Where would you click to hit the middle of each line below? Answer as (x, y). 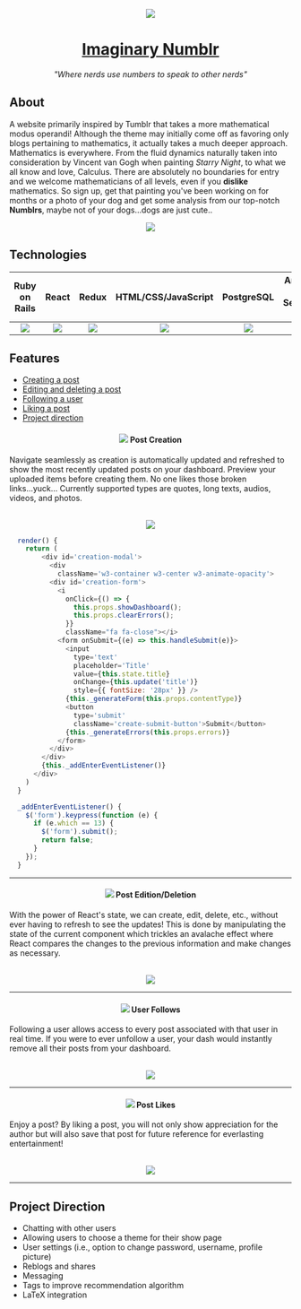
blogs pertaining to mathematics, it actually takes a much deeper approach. (149, 143)
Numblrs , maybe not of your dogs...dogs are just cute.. (111, 210)
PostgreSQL (249, 297)
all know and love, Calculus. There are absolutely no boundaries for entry (144, 171)
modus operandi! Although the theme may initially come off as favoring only (149, 134)
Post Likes (156, 1105)
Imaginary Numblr (150, 50)
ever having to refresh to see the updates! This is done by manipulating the (148, 924)
